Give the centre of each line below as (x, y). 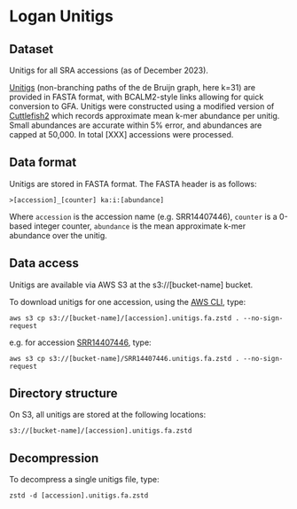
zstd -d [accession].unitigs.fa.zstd (79, 496)
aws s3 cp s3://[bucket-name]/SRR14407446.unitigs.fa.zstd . (125, 358)
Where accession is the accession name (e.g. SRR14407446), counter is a (143, 216)
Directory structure (63, 393)
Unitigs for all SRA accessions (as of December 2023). (109, 70)
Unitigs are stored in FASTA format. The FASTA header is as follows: (133, 184)
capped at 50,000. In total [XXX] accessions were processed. (121, 134)
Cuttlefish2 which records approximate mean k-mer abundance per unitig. (145, 116)
